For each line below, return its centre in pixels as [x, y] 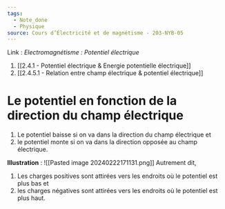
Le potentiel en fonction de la [92, 101]
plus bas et [33, 183]
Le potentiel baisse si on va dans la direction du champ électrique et [114, 135]
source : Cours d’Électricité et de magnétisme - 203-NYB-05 [96, 33]
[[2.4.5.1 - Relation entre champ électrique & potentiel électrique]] [110, 73]
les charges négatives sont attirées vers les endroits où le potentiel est [117, 191]
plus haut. [31, 198]
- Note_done [31, 20]
